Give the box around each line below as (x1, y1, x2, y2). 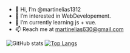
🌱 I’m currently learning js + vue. (15, 19, 97, 26)
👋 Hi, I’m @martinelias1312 (15, 6, 81, 13)
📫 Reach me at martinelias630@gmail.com (15, 26, 124, 33)
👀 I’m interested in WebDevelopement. (15, 12, 111, 19)
